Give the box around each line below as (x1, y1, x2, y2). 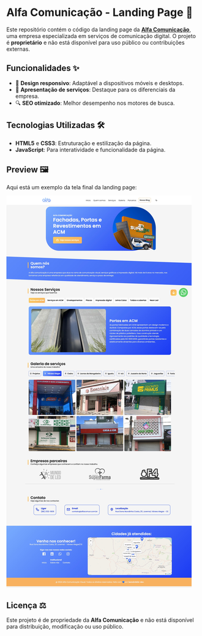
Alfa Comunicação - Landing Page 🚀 (6, 6, 193, 20)
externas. (6, 45, 31, 53)
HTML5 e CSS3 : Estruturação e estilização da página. (15, 139, 152, 146)
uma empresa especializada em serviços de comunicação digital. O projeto (6, 32, 196, 39)
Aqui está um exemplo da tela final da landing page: (6, 184, 137, 191)
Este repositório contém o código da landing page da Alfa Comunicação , (6, 26, 192, 33)
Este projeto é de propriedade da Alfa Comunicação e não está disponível (6, 616, 194, 624)
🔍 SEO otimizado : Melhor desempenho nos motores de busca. (15, 99, 175, 107)
